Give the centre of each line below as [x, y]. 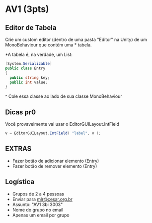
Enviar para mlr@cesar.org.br [42, 199]
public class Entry [25, 68]
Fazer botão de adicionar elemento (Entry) [56, 161]
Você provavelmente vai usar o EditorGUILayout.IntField [62, 124]
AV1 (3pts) [27, 9]
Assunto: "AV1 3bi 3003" [38, 204]
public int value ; [29, 82]
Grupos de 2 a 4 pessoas [38, 194]
